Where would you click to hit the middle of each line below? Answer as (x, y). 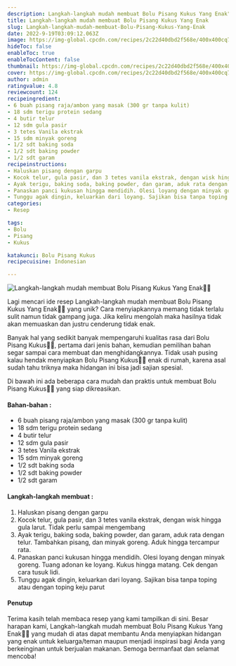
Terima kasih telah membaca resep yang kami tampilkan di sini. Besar (108, 618)
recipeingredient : (34, 99)
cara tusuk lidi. (39, 572)
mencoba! (22, 656)
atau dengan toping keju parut (61, 587)
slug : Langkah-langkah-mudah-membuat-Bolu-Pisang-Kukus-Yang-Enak (106, 27)
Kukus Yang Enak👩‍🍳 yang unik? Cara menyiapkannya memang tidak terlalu (116, 309)
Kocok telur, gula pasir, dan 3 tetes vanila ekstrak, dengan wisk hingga (119, 520)
